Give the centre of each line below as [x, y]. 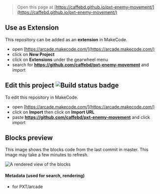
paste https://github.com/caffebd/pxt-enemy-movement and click [81, 117]
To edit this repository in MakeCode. [42, 97]
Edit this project [30, 85]
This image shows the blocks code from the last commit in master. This [77, 150]
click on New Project [33, 54]
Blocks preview [29, 138]
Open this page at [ [36, 7]
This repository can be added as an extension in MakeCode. [66, 39]
